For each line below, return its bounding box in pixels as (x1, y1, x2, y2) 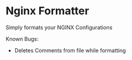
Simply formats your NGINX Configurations (5, 24, 113, 31)
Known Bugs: (5, 35, 39, 42)
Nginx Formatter (5, 4, 90, 18)
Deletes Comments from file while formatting (14, 46, 126, 54)
